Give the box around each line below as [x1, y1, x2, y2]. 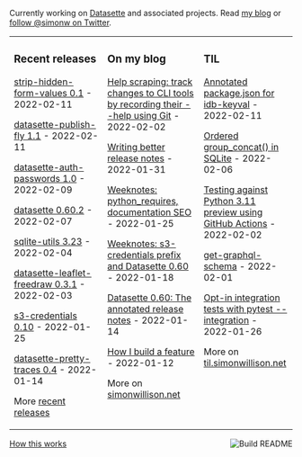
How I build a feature [107, 345, 195, 358]
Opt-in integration [203, 291, 280, 304]
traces [13, 363, 41, 376]
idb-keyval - [203, 98, 259, 111]
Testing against [203, 184, 268, 196]
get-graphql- [203, 248, 262, 261]
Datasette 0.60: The [107, 291, 191, 304]
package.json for [203, 86, 275, 99]
